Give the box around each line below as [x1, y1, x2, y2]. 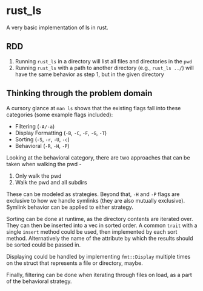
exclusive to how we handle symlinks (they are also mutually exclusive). [6, 197, 185, 204]
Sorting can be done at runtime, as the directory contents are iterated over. [6, 215, 193, 222]
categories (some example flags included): [6, 111, 113, 118]
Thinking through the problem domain [6, 88, 153, 99]
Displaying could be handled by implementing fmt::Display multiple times [6, 253, 191, 260]
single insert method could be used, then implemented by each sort [6, 228, 178, 235]
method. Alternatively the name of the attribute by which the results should [6, 234, 193, 242]
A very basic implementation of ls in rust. [6, 24, 108, 31]
